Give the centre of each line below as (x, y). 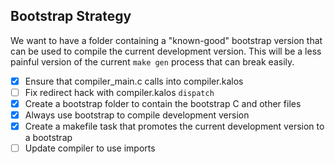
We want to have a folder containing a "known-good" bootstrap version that (166, 40)
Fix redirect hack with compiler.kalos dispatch (119, 92)
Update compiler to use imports (90, 148)
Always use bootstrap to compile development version (137, 115)
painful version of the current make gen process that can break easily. (152, 61)
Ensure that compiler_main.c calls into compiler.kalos (134, 81)
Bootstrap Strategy (71, 16)
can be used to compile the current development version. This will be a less (166, 51)
